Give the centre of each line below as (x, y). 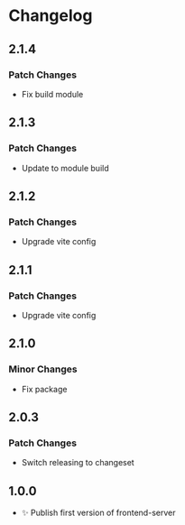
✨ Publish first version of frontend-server (98, 513)
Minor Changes (43, 369)
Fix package (44, 389)
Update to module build (65, 168)
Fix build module (52, 94)
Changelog (51, 16)
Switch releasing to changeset (78, 463)
